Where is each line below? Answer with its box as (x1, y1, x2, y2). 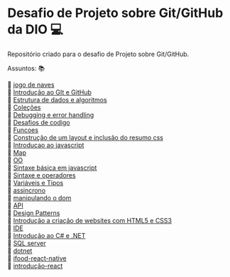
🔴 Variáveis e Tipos (7, 178, 64, 187)
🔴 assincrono (7, 186, 46, 195)
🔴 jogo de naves (7, 80, 55, 89)
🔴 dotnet (7, 246, 33, 255)
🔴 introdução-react (7, 261, 63, 270)
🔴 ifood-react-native (7, 254, 67, 262)
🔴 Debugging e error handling (7, 110, 94, 119)
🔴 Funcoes (7, 126, 39, 134)
